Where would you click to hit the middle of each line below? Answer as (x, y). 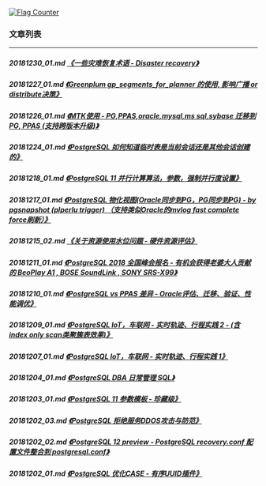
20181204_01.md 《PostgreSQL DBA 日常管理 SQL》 (92, 378)
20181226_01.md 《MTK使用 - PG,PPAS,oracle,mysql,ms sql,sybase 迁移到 (133, 115)
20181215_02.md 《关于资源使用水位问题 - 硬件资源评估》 (103, 241)
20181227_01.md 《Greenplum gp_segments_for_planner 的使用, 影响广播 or (133, 85)
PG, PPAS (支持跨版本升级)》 (54, 126)
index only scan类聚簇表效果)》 (61, 335)
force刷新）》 (30, 219)
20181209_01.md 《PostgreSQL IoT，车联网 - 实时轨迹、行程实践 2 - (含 (125, 325)
